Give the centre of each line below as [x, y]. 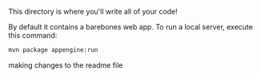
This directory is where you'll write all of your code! [93, 12]
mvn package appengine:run [53, 50]
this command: [33, 35]
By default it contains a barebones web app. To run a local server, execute [131, 27]
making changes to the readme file [66, 65]
